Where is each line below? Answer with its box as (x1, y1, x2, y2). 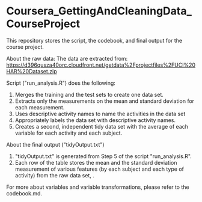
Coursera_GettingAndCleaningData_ (6, 4, 192, 18)
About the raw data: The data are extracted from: (6, 55, 128, 62)
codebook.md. (6, 189, 43, 197)
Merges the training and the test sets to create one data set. (14, 91, 164, 98)
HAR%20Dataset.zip (6, 67, 57, 75)
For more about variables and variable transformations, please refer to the (6, 183, 189, 191)
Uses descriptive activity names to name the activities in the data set (14, 110, 186, 117)
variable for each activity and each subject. (14, 129, 123, 136)
